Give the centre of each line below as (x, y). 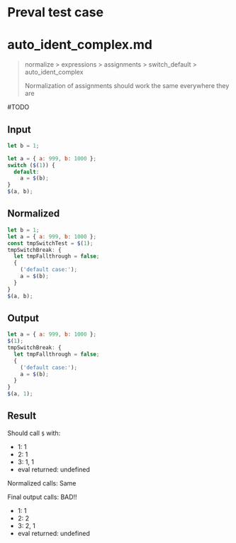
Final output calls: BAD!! (42, 497)
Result (22, 416)
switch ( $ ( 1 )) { (31, 165)
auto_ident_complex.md (80, 45)
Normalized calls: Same (42, 483)
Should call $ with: (34, 433)
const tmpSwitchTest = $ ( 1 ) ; (50, 243)
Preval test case (56, 12)
